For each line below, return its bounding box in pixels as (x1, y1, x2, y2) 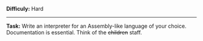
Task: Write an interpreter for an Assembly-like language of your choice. (6, 22, 187, 30)
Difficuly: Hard (6, 5, 44, 12)
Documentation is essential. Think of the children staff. (6, 29, 142, 36)
